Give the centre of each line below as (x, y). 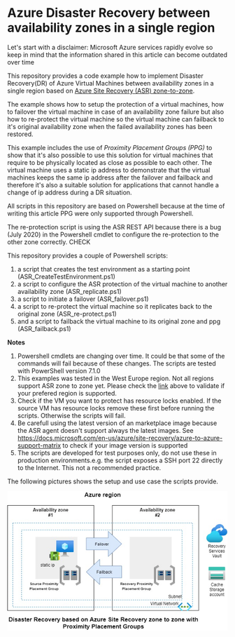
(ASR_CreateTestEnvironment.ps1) (66, 276)
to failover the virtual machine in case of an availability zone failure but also (116, 112)
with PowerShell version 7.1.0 (59, 370)
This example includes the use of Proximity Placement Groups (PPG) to (110, 147)
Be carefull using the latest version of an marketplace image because (117, 423)
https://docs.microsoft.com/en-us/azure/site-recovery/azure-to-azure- (120, 438)
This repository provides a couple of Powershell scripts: (88, 255)
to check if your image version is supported (125, 445)
